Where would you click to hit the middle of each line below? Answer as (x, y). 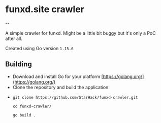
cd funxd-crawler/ (32, 106)
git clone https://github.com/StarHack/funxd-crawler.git (75, 97)
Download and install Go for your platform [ (58, 76)
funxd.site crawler (45, 9)
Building (19, 64)
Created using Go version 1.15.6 (39, 48)
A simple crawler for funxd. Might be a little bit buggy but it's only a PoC (80, 33)
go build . (24, 115)
